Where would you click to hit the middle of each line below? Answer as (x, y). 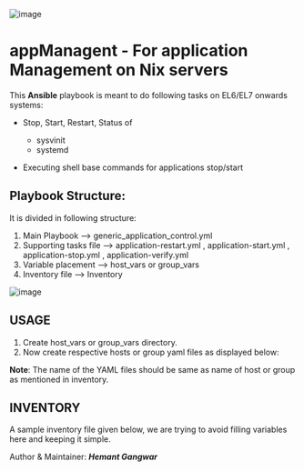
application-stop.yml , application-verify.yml (106, 255)
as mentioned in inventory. (59, 379)
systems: (26, 105)
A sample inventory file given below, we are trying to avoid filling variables (148, 430)
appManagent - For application (129, 51)
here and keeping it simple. (60, 439)
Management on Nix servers (119, 70)
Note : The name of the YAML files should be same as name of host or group (152, 369)
